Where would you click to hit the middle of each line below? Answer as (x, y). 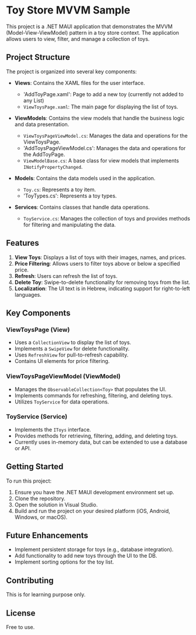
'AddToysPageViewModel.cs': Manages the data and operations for (104, 148)
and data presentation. (42, 124)
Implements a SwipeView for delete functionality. (72, 349)
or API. (23, 448)
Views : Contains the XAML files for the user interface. (80, 83)
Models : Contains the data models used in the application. (85, 178)
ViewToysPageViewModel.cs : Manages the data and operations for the (106, 135)
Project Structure (38, 57)
